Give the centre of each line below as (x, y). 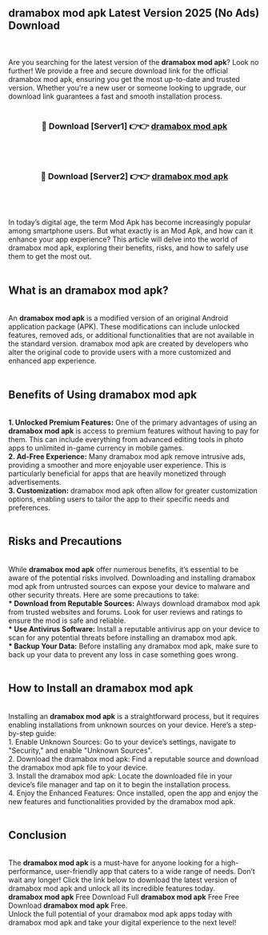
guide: (46, 733)
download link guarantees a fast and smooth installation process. (115, 96)
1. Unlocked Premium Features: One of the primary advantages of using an (133, 423)
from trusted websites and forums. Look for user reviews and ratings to (126, 612)
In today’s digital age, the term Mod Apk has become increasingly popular (130, 222)
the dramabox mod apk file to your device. (78, 767)
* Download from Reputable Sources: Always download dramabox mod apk (134, 603)
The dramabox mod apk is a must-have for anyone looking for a (114, 863)
